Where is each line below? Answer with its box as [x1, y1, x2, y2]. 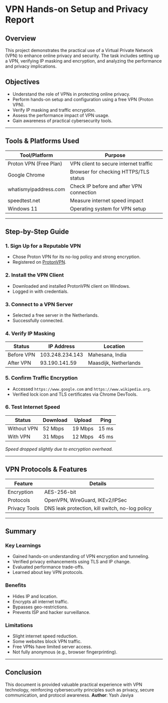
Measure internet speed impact [69, 197, 144, 204]
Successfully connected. [12, 317, 64, 323]
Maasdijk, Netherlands [87, 359, 141, 366]
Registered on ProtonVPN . [12, 259, 66, 265]
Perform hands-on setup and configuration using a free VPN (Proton [12, 96, 153, 102]
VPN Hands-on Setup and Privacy [5, 4, 148, 15]
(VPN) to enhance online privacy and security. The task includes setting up [5, 53, 159, 59]
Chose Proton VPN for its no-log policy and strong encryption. [12, 254, 141, 260]
